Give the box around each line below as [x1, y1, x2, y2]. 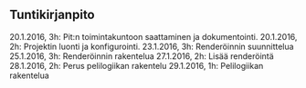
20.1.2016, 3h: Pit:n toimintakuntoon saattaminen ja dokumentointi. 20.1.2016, [9, 31, 298, 42]
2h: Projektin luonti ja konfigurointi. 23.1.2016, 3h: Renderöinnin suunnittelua [9, 41, 294, 52]
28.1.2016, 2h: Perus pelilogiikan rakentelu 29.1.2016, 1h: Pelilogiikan [9, 60, 264, 71]
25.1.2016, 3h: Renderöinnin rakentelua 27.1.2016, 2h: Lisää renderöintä [9, 50, 274, 62]
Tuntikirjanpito [9, 7, 95, 23]
